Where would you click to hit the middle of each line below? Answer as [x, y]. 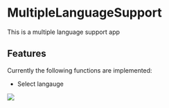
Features [27, 54]
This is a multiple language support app [63, 32]
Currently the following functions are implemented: [80, 70]
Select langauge [41, 84]
